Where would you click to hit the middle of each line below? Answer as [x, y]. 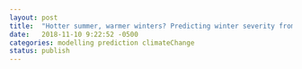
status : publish [40, 51]
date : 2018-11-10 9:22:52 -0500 [74, 34]
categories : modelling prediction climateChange [102, 43]
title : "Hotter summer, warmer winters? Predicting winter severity [142, 26]
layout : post [34, 17]
